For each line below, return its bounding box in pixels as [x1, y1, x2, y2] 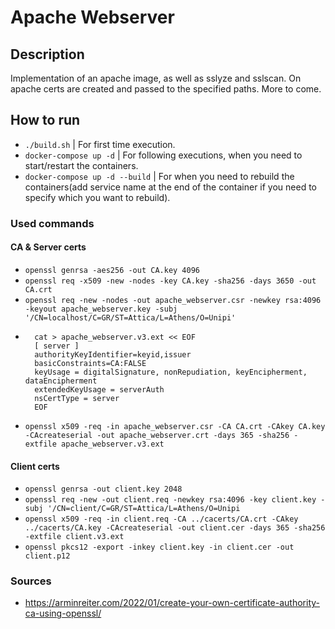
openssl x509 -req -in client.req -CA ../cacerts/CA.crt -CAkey [24, 514, 299, 525]
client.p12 [24, 551, 71, 561]
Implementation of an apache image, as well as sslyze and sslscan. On [10, 72, 302, 84]
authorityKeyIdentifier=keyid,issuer [34, 349, 192, 360]
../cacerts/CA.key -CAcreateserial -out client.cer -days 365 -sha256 [24, 523, 326, 533]
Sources [10, 574, 52, 588]
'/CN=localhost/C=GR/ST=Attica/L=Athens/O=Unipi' [24, 312, 237, 323]
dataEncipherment [24, 376, 98, 386]
